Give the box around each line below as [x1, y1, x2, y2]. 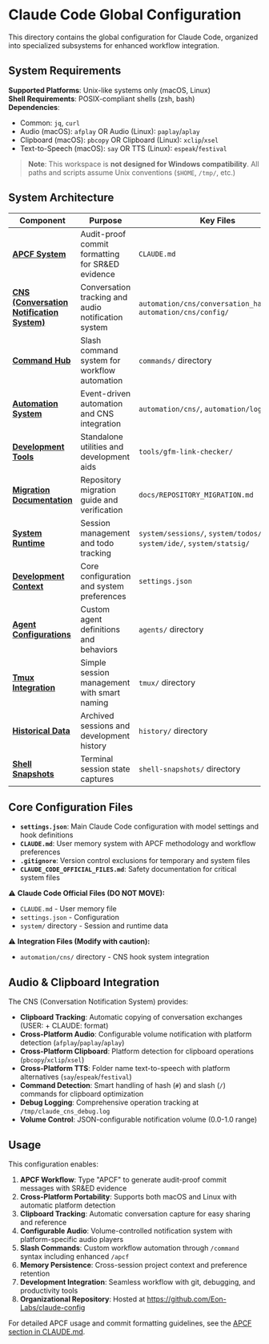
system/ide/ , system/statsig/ [139, 537, 250, 548]
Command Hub [12, 355, 71, 366]
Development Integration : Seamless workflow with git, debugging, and [19, 1277, 256, 1286]
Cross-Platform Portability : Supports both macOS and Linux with [19, 1192, 237, 1201]
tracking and [80, 291, 128, 303]
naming [80, 697, 109, 708]
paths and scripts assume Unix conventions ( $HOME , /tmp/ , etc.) [27, 167, 236, 177]
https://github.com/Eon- [147, 1294, 227, 1304]
